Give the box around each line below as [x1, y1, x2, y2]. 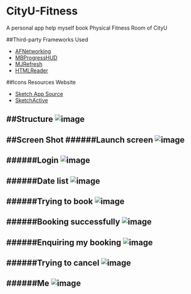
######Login [6, 155, 59, 165]
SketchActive [14, 97, 48, 104]
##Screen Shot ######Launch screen [6, 135, 154, 145]
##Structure [6, 114, 53, 124]
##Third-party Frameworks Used [6, 36, 89, 43]
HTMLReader [14, 66, 48, 74]
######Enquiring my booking [6, 237, 122, 248]
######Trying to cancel [6, 258, 99, 268]
